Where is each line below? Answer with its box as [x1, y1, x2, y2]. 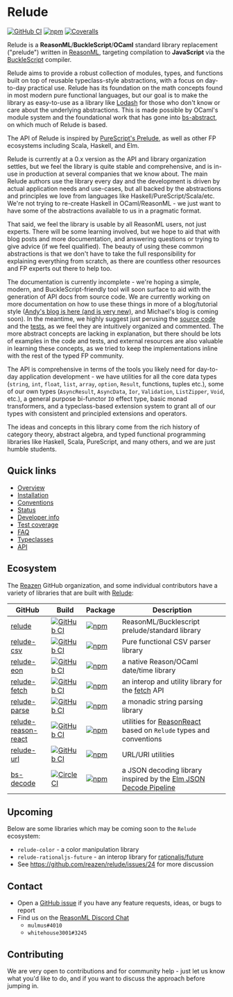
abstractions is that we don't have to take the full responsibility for [7, 249, 196, 258]
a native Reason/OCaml [121, 657, 199, 666]
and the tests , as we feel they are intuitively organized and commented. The [7, 322, 224, 330]
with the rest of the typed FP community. [7, 352, 124, 360]
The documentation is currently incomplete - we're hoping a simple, [7, 277, 201, 286]
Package [85, 605, 116, 615]
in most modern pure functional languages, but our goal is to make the [7, 91, 208, 99]
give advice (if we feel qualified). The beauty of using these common [7, 242, 205, 250]
